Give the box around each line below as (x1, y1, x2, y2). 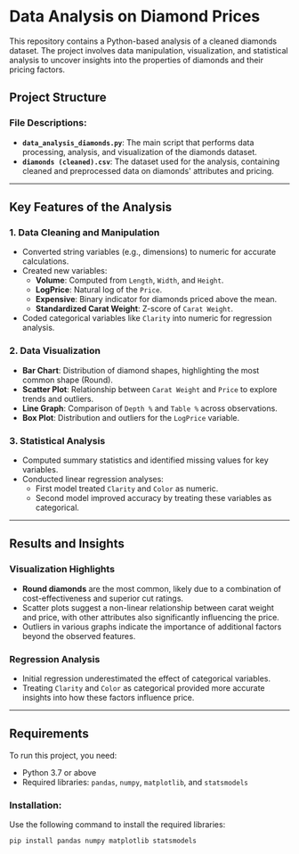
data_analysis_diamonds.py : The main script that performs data (21, 136, 255, 148)
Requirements (9, 727, 89, 742)
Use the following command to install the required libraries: (9, 819, 226, 830)
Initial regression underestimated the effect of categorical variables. (21, 673, 271, 684)
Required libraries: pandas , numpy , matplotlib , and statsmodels (21, 776, 249, 787)
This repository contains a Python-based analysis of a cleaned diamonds (9, 36, 278, 46)
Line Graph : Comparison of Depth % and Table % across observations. (21, 403, 278, 414)
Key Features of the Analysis (9, 200, 172, 215)
